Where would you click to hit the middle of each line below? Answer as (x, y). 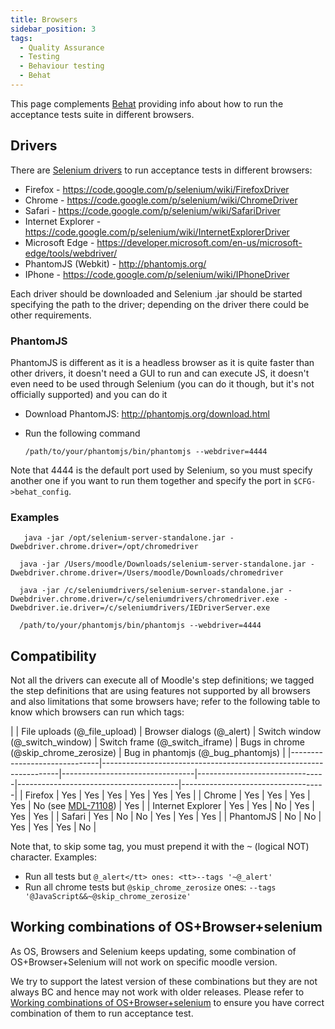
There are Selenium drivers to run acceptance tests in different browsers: (161, 170)
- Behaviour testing (62, 66)
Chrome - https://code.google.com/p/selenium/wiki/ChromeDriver (161, 200)
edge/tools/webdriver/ (71, 253)
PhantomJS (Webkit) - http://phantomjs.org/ (115, 263)
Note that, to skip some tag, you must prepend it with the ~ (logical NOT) (160, 847)
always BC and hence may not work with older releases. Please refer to (157, 992)
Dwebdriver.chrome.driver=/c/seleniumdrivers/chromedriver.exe (145, 599)
